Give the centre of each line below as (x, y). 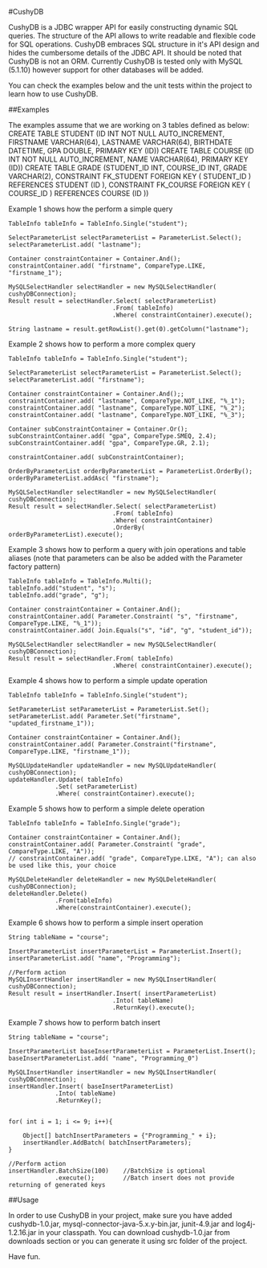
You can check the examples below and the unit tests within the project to (130, 85)
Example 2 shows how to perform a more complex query (102, 344)
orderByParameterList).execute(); (66, 534)
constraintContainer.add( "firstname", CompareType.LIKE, (107, 266)
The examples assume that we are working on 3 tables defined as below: (129, 125)
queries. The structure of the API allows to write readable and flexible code (132, 36)
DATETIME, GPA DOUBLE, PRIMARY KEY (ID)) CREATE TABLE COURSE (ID (131, 151)
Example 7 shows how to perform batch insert (84, 1023)
